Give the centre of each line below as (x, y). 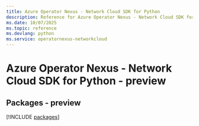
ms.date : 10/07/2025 (32, 22)
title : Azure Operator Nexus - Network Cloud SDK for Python (83, 12)
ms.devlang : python (30, 34)
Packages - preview (44, 103)
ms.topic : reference (32, 28)
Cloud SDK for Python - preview (86, 81)
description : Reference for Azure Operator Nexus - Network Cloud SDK (95, 17)
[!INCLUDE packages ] (33, 117)
